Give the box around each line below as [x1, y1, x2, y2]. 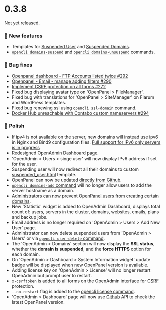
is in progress [11, 144, 40, 150]
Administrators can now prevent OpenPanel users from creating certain [11, 193, 159, 199]
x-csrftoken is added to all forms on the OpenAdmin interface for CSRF [11, 278, 159, 284]
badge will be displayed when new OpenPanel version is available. [11, 262, 149, 268]
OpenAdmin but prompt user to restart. [11, 272, 92, 278]
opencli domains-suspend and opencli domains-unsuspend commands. [11, 49, 155, 55]
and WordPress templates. [11, 99, 67, 105]
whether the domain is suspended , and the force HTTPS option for [11, 246, 151, 252]
